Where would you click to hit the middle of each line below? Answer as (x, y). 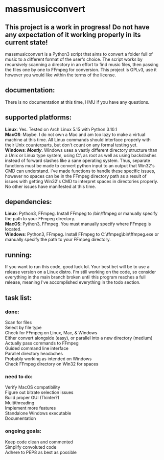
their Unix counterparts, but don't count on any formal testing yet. (71, 145)
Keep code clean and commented (39, 442)
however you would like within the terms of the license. (60, 75)
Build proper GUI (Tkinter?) (32, 398)
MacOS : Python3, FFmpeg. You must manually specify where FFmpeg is (78, 224)
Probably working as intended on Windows (48, 359)
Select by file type (23, 327)
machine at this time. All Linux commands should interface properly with (78, 139)
